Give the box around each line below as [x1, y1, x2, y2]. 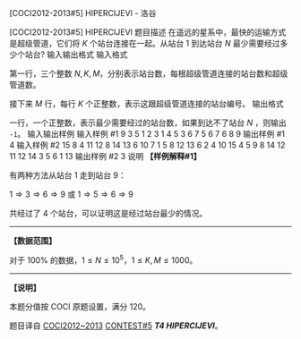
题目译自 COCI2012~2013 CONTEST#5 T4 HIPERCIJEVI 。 [9, 320, 223, 331]
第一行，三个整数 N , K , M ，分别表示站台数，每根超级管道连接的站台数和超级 [9, 68, 288, 79]
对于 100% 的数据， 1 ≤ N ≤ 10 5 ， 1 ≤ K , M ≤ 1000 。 [9, 253, 198, 266]
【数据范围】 [9, 235, 56, 246]
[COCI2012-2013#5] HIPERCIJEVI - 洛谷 [9, 8, 157, 18]
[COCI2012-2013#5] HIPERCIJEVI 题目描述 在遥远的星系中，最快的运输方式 [9, 27, 287, 38]
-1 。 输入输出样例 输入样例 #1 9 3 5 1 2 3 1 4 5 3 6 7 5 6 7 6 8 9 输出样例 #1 [9, 129, 285, 139]
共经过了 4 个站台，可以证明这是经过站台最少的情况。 [9, 208, 208, 218]
